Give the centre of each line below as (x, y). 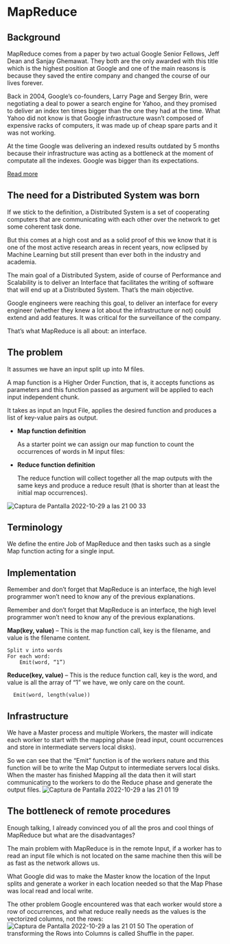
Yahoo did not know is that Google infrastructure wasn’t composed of (105, 118)
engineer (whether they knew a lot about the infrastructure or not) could (109, 310)
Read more (23, 174)
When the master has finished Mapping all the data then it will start (102, 775)
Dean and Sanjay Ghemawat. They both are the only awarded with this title (113, 61)
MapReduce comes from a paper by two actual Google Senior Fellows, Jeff (113, 54)
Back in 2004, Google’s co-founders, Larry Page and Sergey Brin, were (107, 96)
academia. (22, 262)
